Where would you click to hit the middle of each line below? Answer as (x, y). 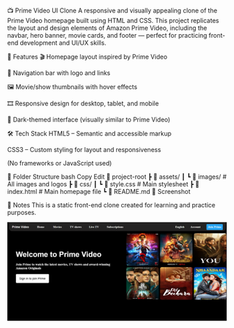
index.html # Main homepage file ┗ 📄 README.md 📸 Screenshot (99, 192)
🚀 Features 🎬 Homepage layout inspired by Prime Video (87, 57)
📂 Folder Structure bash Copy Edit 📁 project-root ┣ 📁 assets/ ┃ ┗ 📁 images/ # (117, 177)
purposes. (22, 213)
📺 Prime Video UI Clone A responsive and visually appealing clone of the (112, 10)
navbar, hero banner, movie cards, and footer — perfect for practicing (107, 35)
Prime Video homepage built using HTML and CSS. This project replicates (113, 21)
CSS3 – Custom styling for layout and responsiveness (84, 150)
